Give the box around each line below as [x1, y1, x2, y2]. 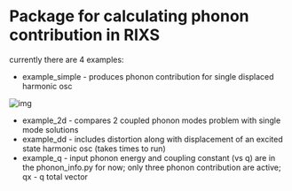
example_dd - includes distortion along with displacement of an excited [21, 134, 283, 144]
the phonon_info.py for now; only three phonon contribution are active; [21, 162, 281, 172]
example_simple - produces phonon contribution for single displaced [21, 71, 274, 81]
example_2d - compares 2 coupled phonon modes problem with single [21, 115, 281, 126]
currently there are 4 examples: [9, 54, 124, 65]
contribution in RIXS [9, 25, 161, 45]
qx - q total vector [21, 171, 89, 182]
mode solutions [21, 124, 79, 134]
